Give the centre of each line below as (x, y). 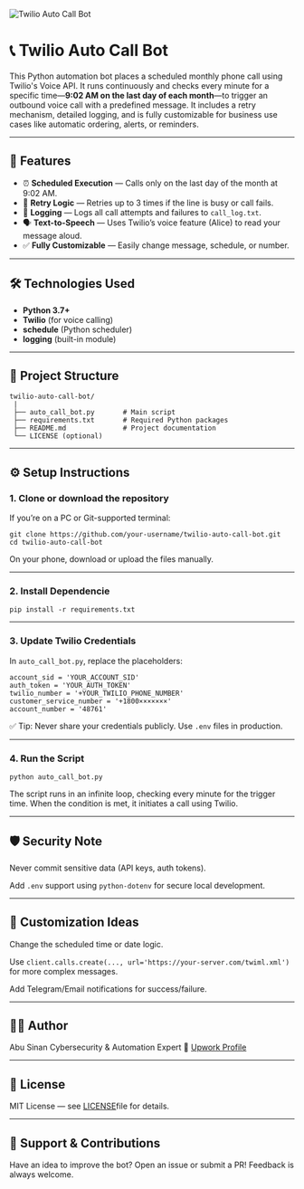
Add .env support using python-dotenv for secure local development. (137, 885)
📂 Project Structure (64, 376)
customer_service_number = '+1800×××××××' (90, 701)
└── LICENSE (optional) (58, 436)
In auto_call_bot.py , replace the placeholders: (96, 661)
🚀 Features (40, 162)
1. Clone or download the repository (89, 498)
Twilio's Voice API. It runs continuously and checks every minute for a (139, 85)
